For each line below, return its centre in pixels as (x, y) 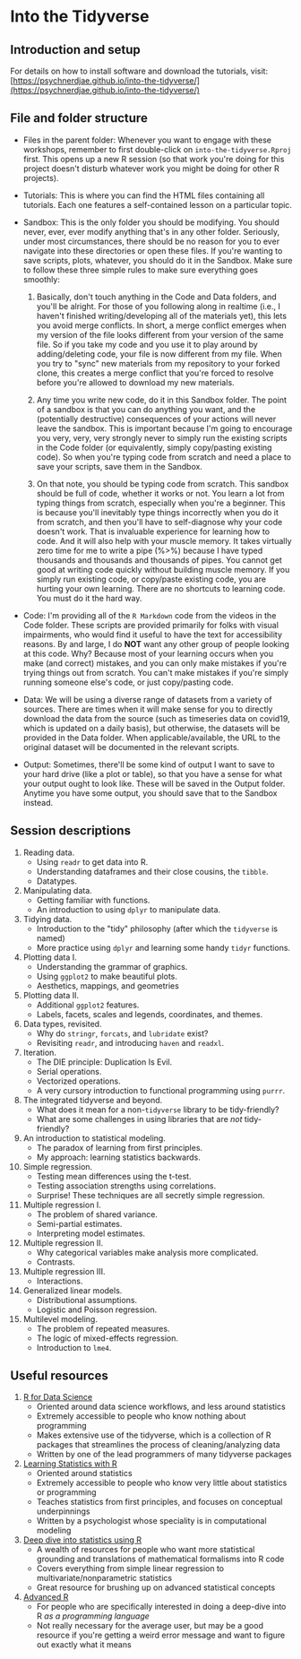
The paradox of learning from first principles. (120, 1147)
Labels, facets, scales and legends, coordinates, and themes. (150, 1014)
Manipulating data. (57, 890)
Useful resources (59, 1376)
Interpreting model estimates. (91, 1233)
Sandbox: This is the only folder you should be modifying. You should (151, 222)
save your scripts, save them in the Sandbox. (119, 466)
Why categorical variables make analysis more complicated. (147, 1252)
